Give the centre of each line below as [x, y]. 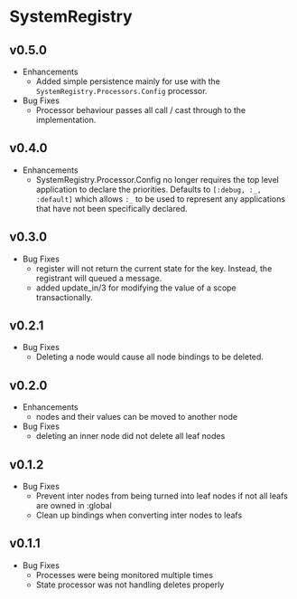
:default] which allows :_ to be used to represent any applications [161, 199]
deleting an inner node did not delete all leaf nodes [130, 436]
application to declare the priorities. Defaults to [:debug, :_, [148, 189]
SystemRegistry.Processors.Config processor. [121, 91]
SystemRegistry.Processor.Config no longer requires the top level [158, 179]
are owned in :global [74, 506]
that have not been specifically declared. [111, 208]
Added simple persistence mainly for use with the [128, 81]
